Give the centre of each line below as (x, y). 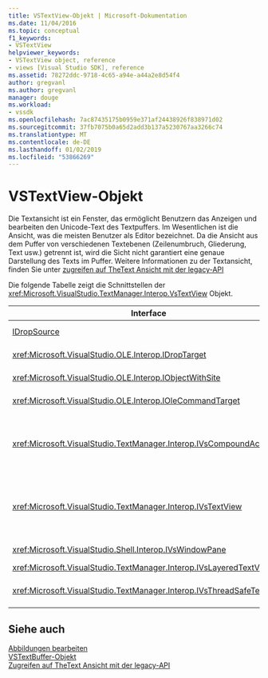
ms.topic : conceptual (44, 30)
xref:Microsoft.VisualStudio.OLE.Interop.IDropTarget (109, 355)
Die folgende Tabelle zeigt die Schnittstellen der (87, 285)
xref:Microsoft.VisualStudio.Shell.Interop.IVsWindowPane (119, 550)
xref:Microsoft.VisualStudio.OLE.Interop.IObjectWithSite (116, 378)
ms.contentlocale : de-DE (49, 142)
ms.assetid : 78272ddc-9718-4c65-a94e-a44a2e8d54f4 (94, 75)
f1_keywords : (30, 38)
